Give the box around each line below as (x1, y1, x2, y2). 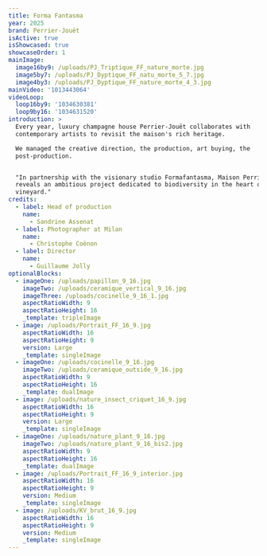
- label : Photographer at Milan (15, 225, 123, 233)
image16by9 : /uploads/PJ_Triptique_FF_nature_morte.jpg (15, 64, 204, 72)
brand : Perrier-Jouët (8, 26, 80, 34)
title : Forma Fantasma (8, 11, 83, 20)
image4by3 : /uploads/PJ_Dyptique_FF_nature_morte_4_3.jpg (15, 78, 212, 86)
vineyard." (15, 188, 52, 196)
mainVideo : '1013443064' (8, 85, 91, 94)
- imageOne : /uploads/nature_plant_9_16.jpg (15, 433, 165, 440)
